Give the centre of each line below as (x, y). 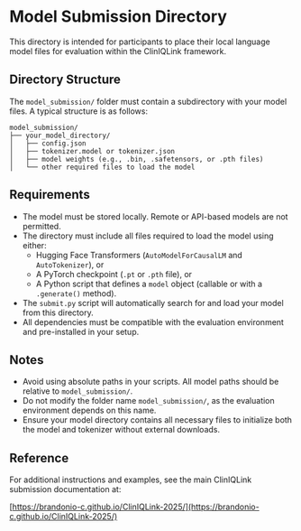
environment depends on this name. (89, 410)
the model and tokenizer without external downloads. (121, 430)
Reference (39, 458)
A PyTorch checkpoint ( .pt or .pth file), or (114, 274)
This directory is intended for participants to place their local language (140, 42)
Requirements (50, 195)
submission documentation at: (65, 489)
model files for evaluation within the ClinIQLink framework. (118, 51)
